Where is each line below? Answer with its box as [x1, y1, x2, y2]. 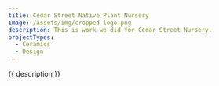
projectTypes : [8, 33, 55, 41]
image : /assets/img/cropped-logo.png [8, 19, 132, 27]
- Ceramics [15, 41, 51, 48]
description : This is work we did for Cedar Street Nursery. [8, 26, 213, 34]
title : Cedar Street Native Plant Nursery [8, 11, 149, 20]
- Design [15, 48, 44, 56]
